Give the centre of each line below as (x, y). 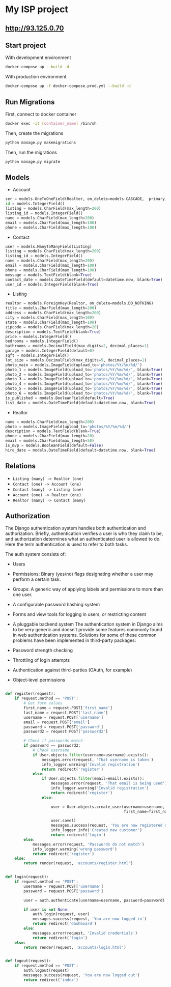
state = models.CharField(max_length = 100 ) (51, 322)
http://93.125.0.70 (35, 28)
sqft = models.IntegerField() (37, 356)
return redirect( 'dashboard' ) (64, 924)
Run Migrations (30, 102)
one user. (22, 595)
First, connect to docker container (41, 114)
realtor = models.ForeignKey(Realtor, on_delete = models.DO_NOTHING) (79, 303)
